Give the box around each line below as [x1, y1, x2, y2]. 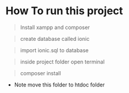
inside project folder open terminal [20, 58, 105, 65]
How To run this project [5, 4, 123, 18]
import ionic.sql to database [20, 46, 89, 54]
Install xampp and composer [20, 24, 90, 31]
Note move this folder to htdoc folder [14, 81, 105, 88]
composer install [20, 69, 61, 76]
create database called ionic [20, 35, 90, 42]
